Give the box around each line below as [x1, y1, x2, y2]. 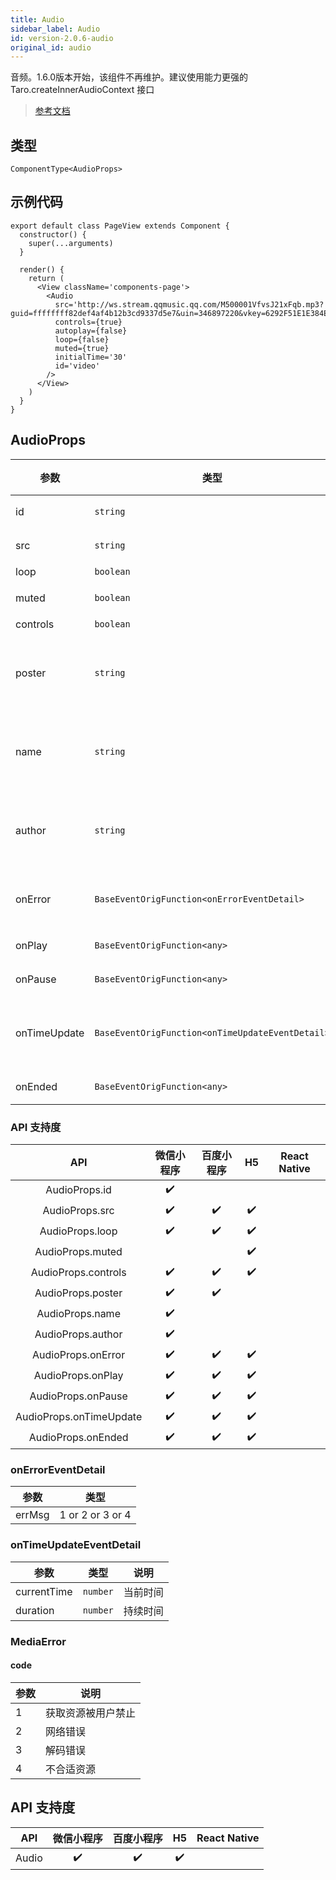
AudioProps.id [45, 1183, 112, 1197]
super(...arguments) [28, 238, 114, 248]
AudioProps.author [34, 1327, 123, 1341]
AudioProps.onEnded [28, 1431, 129, 1445]
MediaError [10, 1634, 67, 1648]
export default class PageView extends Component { [10, 221, 230, 231]
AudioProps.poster [34, 1286, 123, 1300]
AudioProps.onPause [29, 1389, 128, 1403]
